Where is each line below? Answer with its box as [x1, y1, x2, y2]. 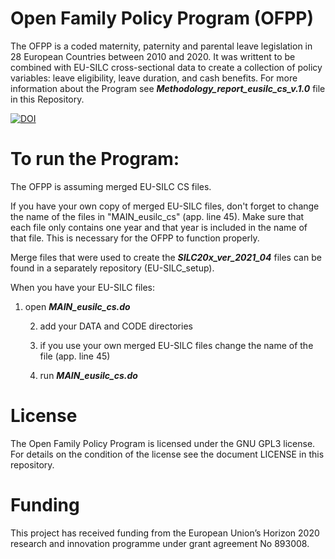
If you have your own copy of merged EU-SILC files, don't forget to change [10, 200, 320, 212]
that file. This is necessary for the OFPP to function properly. [10, 232, 260, 244]
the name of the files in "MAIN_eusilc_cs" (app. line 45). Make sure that [10, 210, 305, 222]
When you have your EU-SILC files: [10, 281, 155, 293]
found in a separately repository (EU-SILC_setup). [10, 262, 215, 274]
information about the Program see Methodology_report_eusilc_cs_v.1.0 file [10, 82, 326, 94]
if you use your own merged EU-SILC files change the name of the [39, 339, 314, 351]
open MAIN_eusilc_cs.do [24, 300, 131, 312]
